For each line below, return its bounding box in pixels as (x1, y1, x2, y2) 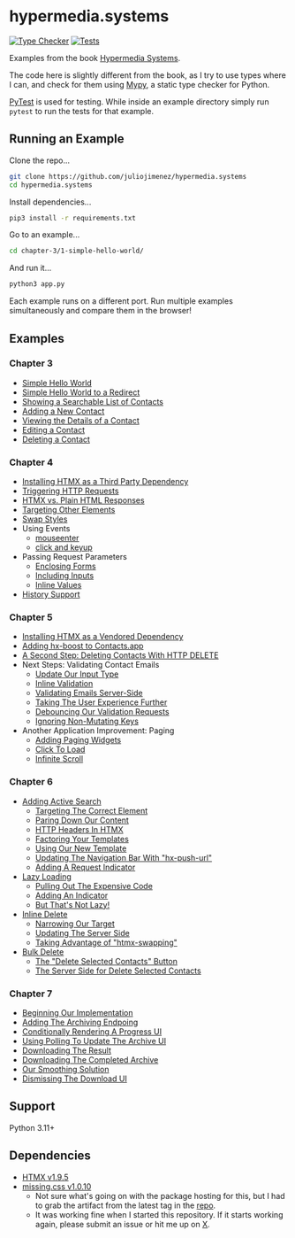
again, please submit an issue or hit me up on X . (34, 1219, 210, 1229)
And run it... (9, 263, 52, 274)
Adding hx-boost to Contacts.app (21, 640, 144, 652)
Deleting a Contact (21, 434, 91, 445)
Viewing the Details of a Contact (21, 414, 140, 426)
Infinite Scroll (34, 754, 84, 764)
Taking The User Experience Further (34, 697, 168, 708)
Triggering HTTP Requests (21, 485, 119, 497)
